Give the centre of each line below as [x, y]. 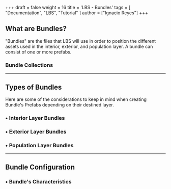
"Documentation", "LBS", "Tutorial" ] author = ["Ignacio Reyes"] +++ [77, 13]
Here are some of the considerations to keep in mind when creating [76, 99]
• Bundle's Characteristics [38, 182]
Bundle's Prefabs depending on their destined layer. [60, 104]
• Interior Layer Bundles [35, 118]
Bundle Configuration [40, 167]
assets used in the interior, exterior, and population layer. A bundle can [79, 46]
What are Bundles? [36, 29]
